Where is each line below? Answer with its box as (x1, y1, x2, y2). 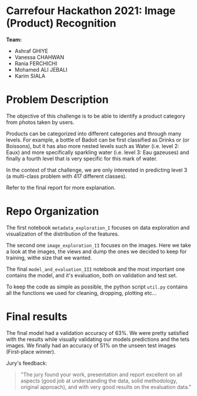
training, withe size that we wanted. (6, 254, 92, 261)
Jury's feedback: (6, 360, 48, 367)
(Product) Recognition (6, 16, 116, 30)
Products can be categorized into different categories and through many (6, 130, 182, 137)
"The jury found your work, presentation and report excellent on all (20, 371, 182, 378)
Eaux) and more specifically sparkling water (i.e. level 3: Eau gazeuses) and (6, 149, 189, 156)
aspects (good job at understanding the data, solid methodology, (20, 377, 178, 384)
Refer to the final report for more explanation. (6, 184, 116, 191)
